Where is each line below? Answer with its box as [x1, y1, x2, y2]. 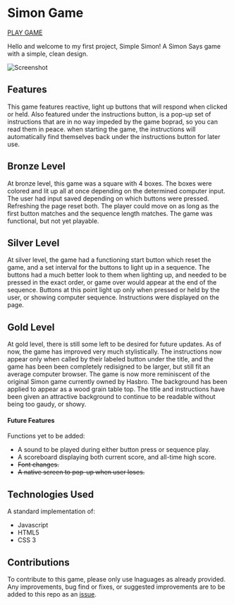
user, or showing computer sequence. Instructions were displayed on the [7, 293, 220, 301]
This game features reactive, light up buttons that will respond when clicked [7, 102, 228, 111]
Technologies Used [7, 489, 94, 501]
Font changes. [17, 460, 60, 469]
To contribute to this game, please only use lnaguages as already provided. [7, 575, 226, 584]
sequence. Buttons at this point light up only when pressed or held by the [7, 286, 220, 294]
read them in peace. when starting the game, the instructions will [7, 125, 196, 133]
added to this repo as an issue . [7, 590, 97, 599]
